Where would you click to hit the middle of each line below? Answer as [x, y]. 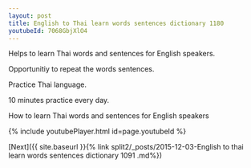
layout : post [30, 16]
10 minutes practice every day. [59, 100]
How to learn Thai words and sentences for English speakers [109, 116]
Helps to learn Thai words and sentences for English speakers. [112, 54]
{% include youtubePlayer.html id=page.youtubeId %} [97, 131]
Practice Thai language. [47, 84]
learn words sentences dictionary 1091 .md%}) [85, 156]
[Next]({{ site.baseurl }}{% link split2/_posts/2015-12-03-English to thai [126, 147]
